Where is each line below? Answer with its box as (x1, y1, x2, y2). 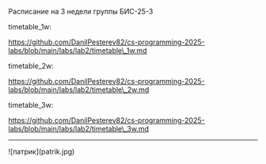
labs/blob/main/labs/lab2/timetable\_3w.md (8, 124, 149, 133)
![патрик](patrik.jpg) (8, 147, 75, 156)
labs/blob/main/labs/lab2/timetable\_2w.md (8, 85, 150, 94)
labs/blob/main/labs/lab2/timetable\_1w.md (8, 46, 147, 55)
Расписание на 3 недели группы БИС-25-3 (8, 7, 154, 16)
